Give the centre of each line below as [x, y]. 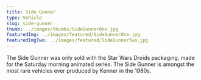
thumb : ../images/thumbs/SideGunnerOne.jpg [62, 29]
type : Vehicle [24, 18]
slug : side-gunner [30, 23]
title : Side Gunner [31, 12]
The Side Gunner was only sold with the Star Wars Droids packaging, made [100, 58]
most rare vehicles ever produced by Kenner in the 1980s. [79, 71]
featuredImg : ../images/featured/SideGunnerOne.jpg [73, 35]
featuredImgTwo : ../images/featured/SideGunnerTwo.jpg [77, 40]
